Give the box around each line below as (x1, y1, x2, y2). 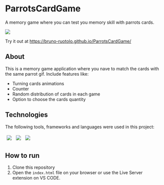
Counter (12, 86, 29, 92)
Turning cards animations (12, 80, 64, 87)
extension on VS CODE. (12, 175, 61, 181)
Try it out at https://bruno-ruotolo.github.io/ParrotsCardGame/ (5, 38, 131, 44)
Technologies (5, 111, 48, 119)
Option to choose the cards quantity (12, 96, 86, 102)
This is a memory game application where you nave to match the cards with (5, 65, 160, 72)
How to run (5, 151, 40, 160)
